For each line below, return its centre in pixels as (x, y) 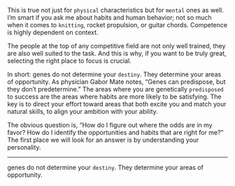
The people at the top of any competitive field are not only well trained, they (116, 46)
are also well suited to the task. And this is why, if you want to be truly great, (117, 53)
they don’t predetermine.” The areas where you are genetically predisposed (115, 89)
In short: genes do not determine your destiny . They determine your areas (114, 74)
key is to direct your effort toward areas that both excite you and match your (117, 104)
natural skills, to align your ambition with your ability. (83, 112)
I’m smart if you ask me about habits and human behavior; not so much (109, 17)
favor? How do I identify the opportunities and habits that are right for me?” (115, 133)
